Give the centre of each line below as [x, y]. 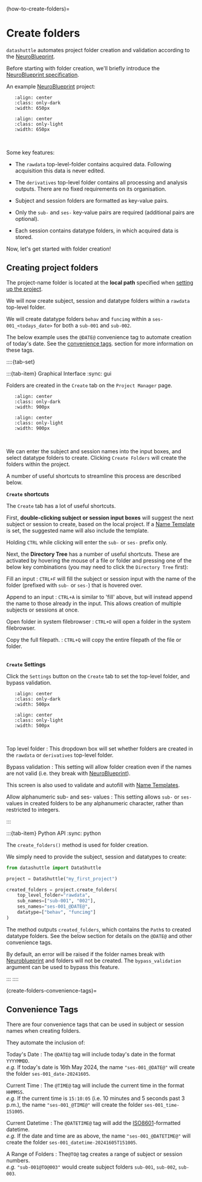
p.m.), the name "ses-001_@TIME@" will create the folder [75, 1104]
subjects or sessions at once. [43, 610]
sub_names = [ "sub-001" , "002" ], [57, 901]
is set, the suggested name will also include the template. [78, 530]
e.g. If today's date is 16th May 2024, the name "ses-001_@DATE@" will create [101, 1067]
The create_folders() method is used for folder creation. [77, 845]
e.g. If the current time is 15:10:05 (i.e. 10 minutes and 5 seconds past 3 [96, 1098]
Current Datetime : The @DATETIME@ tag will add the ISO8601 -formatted [93, 1123]
